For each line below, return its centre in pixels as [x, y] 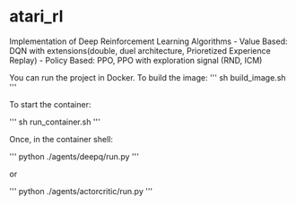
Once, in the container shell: [61, 139]
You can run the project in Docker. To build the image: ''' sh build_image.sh [148, 77]
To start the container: [50, 104]
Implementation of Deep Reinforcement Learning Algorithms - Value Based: [149, 41]
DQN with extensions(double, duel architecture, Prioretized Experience [140, 50]
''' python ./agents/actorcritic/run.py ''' [81, 191]
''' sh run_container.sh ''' [55, 122]
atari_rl [36, 17]
